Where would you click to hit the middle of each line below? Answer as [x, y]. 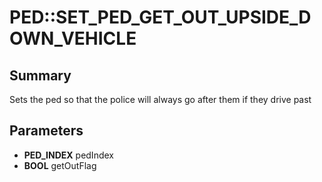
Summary [40, 75]
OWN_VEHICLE [73, 38]
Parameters [46, 131]
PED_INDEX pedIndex [68, 155]
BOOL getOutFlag [60, 165]
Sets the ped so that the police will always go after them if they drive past [160, 99]
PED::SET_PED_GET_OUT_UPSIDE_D [160, 17]
